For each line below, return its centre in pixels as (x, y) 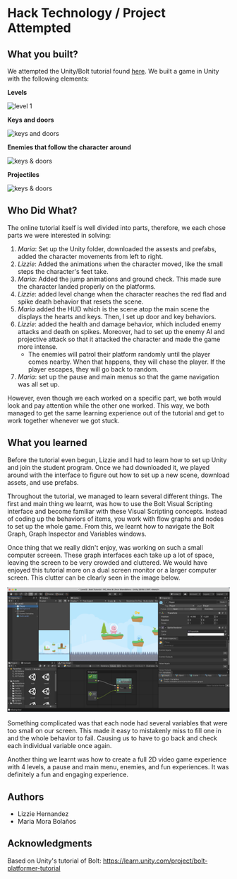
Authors (26, 797)
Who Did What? (42, 211)
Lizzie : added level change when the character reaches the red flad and (122, 294)
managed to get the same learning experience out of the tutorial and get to (116, 413)
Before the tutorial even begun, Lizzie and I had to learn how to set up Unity (117, 460)
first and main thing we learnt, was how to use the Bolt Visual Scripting (110, 503)
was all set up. (38, 384)
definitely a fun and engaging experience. (68, 775)
